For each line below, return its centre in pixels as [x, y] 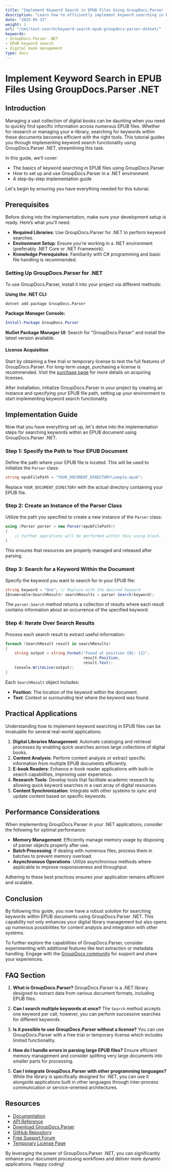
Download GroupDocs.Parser [44, 1127]
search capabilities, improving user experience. [63, 774]
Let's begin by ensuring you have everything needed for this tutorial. [78, 188]
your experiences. [24, 959]
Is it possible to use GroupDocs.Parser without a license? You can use [88, 1029]
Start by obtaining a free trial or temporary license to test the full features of [85, 361]
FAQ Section [25, 975]
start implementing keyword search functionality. [57, 398]
